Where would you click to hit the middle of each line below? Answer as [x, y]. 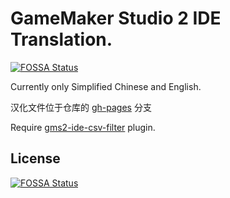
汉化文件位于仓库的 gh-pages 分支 [81, 107]
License [35, 158]
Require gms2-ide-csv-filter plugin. [83, 127]
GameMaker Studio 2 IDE [116, 18]
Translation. [61, 39]
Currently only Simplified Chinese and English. [106, 86]
